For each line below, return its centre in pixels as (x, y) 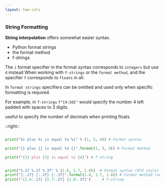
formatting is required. (28, 92)
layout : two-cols (23, 10)
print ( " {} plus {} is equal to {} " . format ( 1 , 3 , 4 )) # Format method (78, 148)
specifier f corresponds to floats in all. (45, 77)
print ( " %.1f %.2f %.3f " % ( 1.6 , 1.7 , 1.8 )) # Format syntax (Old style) (82, 170)
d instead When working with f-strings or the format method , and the (75, 72)
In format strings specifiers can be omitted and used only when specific (79, 87)
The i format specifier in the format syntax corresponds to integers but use (82, 67)
